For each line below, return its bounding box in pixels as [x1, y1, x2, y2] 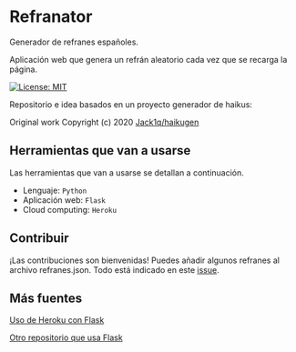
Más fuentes [9, 290, 83, 306]
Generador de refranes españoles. [9, 36, 139, 47]
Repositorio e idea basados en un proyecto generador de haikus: [9, 98, 253, 110]
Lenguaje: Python [22, 185, 87, 196]
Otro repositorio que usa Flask [9, 332, 123, 343]
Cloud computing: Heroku [22, 204, 117, 215]
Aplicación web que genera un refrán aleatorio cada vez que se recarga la [9, 54, 288, 65]
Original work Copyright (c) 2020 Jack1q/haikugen [9, 116, 199, 127]
